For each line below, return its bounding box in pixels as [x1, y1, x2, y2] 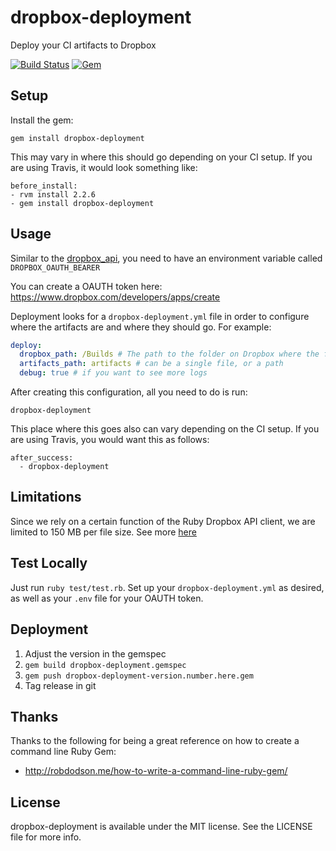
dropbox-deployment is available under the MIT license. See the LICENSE [10, 821, 313, 833]
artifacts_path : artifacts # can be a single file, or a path [19, 359, 284, 369]
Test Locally [10, 555, 88, 572]
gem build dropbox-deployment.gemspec [24, 660, 187, 670]
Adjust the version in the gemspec [24, 647, 167, 660]
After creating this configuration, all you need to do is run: [10, 386, 248, 398]
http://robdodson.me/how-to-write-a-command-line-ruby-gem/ [24, 765, 288, 777]
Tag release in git [24, 679, 97, 691]
